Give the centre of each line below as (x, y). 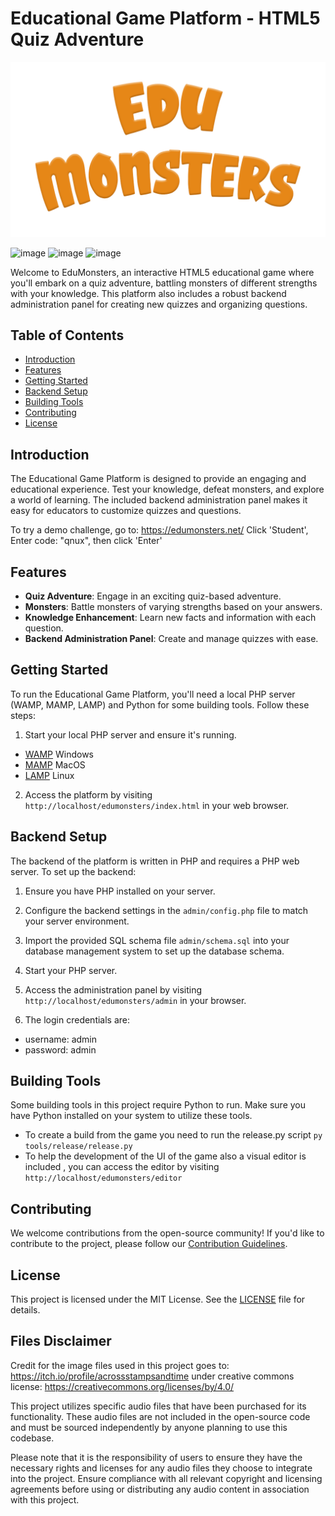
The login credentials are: (77, 1019)
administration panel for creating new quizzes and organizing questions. (159, 304)
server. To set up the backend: (73, 871)
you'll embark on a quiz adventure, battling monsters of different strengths (164, 283)
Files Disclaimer (61, 1341)
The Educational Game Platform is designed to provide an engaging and (158, 479)
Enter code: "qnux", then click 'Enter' (86, 541)
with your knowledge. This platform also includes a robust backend (148, 293)
